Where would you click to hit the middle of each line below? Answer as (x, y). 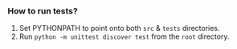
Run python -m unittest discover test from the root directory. (124, 36)
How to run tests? (43, 11)
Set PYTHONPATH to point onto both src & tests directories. (119, 28)
